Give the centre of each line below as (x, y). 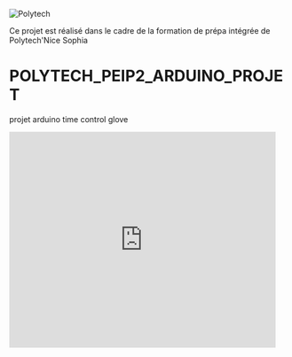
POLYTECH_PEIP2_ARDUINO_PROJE (146, 76)
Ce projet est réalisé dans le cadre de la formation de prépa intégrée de (140, 31)
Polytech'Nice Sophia (49, 40)
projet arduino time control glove (69, 119)
